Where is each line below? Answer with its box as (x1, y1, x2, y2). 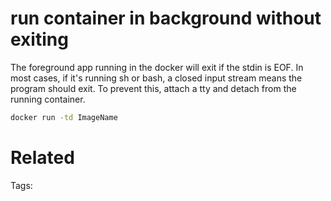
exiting (10, 28, 69, 51)
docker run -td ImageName (10, 112, 118, 122)
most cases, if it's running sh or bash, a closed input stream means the (10, 72, 303, 84)
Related (10, 147, 75, 169)
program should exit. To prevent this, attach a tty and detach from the (10, 82, 297, 94)
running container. (10, 93, 86, 105)
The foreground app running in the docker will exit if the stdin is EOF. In (10, 61, 304, 73)
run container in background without (10, 7, 322, 30)
